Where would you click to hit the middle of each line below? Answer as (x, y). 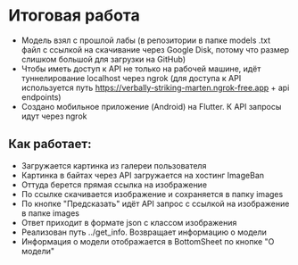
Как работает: (50, 144)
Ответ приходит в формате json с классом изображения (129, 222)
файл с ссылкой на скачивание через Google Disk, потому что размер (155, 49)
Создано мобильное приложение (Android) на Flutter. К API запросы (151, 106)
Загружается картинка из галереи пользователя (114, 165)
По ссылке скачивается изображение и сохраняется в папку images (152, 194)
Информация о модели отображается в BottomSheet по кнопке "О (148, 241)
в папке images (50, 213)
